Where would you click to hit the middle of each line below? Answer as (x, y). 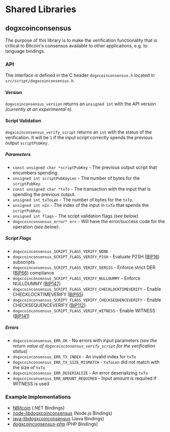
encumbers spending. (36, 173)
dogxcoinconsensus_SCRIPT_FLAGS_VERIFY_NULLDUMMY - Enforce (76, 278)
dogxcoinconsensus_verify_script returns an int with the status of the (79, 132)
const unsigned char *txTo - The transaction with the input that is (81, 189)
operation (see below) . (36, 227)
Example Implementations (38, 396)
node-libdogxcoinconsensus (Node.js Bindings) (62, 413)
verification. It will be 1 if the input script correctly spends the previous (79, 137)
